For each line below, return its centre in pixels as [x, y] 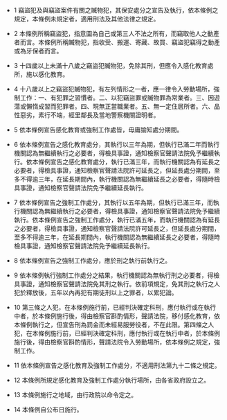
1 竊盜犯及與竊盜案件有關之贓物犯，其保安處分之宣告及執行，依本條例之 [116, 10]
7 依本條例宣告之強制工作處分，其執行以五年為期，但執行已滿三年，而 [113, 202]
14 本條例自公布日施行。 [48, 410]
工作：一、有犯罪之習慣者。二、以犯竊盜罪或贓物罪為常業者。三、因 [117, 98]
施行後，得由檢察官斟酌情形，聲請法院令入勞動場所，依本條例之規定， [114, 342]
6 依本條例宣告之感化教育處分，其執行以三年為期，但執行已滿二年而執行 [117, 145]
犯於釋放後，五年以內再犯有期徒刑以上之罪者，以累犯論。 [96, 292]
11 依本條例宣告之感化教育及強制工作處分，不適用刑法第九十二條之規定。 [117, 365]
